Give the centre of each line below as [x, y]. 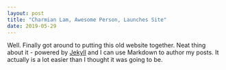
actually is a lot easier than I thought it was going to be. [85, 60]
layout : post [26, 13]
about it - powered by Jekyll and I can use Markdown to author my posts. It [113, 52]
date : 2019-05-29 [32, 26]
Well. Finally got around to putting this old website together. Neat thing [106, 46]
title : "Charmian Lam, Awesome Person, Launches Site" [87, 20]
